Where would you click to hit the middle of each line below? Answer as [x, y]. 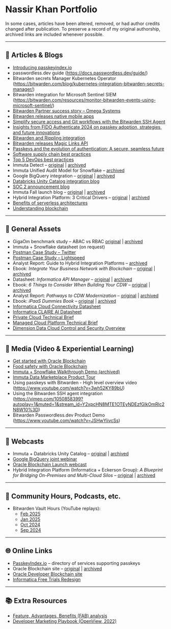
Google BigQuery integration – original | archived [64, 176]
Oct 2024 [30, 525]
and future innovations [36, 132]
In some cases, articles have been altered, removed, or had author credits [83, 23]
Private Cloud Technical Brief [43, 317]
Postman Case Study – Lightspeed [49, 257]
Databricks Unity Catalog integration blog [56, 181]
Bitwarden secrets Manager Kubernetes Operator [64, 78]
